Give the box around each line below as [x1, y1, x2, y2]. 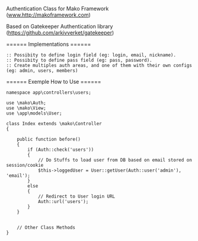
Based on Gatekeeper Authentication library [6, 23, 113, 30]
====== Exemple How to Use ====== [6, 78, 101, 85]
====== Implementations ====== [6, 41, 91, 47]
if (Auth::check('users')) [27, 147, 94, 153]
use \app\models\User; [6, 110, 62, 116]
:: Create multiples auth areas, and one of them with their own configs [6, 62, 193, 68]
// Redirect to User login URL [37, 194, 116, 199]
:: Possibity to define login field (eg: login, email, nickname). [6, 52, 177, 58]
